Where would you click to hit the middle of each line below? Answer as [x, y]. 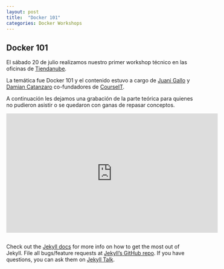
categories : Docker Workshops [44, 23]
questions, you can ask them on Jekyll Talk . [61, 260]
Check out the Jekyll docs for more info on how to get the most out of [93, 247]
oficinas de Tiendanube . [37, 69]
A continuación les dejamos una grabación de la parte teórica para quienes [100, 99]
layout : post [23, 12]
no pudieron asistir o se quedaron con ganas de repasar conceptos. [91, 105]
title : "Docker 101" [34, 18]
